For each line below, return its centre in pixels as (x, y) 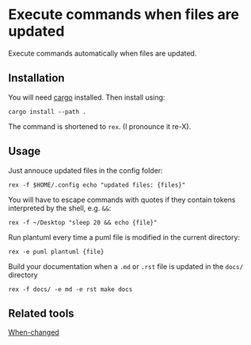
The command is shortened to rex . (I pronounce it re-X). (100, 126)
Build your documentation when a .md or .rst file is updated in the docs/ (126, 266)
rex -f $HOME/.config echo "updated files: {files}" (97, 185)
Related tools (41, 313)
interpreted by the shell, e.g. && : (60, 208)
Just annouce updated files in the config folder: (86, 170)
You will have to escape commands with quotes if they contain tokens (122, 199)
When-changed (34, 332)
